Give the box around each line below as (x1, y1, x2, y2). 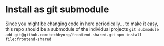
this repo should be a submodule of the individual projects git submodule (5, 26, 159, 32)
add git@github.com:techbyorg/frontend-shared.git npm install (5, 32, 142, 37)
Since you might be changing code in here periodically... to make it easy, (5, 20, 159, 27)
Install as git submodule (5, 4, 109, 15)
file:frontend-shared (5, 37, 52, 42)
